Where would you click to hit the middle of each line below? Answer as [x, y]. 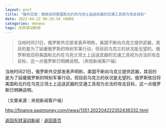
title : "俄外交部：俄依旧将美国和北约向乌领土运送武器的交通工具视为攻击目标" [76, 14]
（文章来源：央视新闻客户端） [35, 100]
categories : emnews [25, 23]
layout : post [19, 10]
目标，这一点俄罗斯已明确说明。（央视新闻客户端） [68, 61]
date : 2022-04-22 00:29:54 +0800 [40, 19]
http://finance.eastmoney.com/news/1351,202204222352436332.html [77, 110]
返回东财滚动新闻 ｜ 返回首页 [33, 121]
